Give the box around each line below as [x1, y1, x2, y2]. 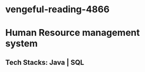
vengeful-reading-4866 [5, 4, 110, 15]
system [5, 38, 38, 50]
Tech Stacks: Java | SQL [5, 58, 85, 67]
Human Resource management [5, 27, 140, 39]
